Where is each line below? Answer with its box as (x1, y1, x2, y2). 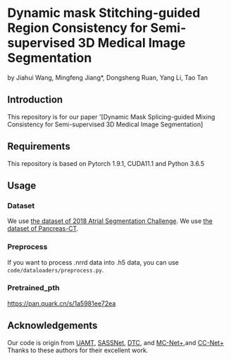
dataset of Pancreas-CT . (7, 224, 79, 233)
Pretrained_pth (7, 283, 60, 293)
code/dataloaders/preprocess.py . (7, 265, 104, 274)
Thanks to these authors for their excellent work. (7, 346, 149, 354)
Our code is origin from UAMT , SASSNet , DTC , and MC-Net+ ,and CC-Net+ (7, 338, 224, 347)
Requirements (7, 140, 70, 152)
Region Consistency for (7, 20, 148, 36)
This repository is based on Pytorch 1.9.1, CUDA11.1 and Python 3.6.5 (7, 159, 205, 167)
